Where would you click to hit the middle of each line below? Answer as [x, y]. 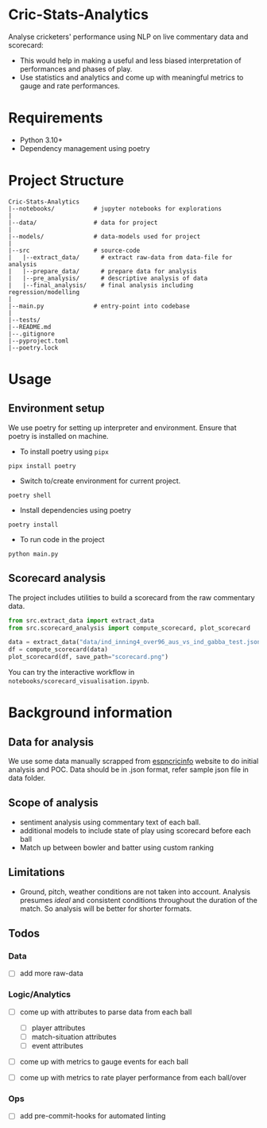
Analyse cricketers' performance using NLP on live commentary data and [128, 37]
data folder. [27, 778]
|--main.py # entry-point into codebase [99, 306]
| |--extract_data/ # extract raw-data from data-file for [120, 257]
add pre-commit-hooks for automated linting [93, 1116]
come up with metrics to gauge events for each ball [104, 1061]
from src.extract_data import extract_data [81, 620]
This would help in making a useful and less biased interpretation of [130, 60]
